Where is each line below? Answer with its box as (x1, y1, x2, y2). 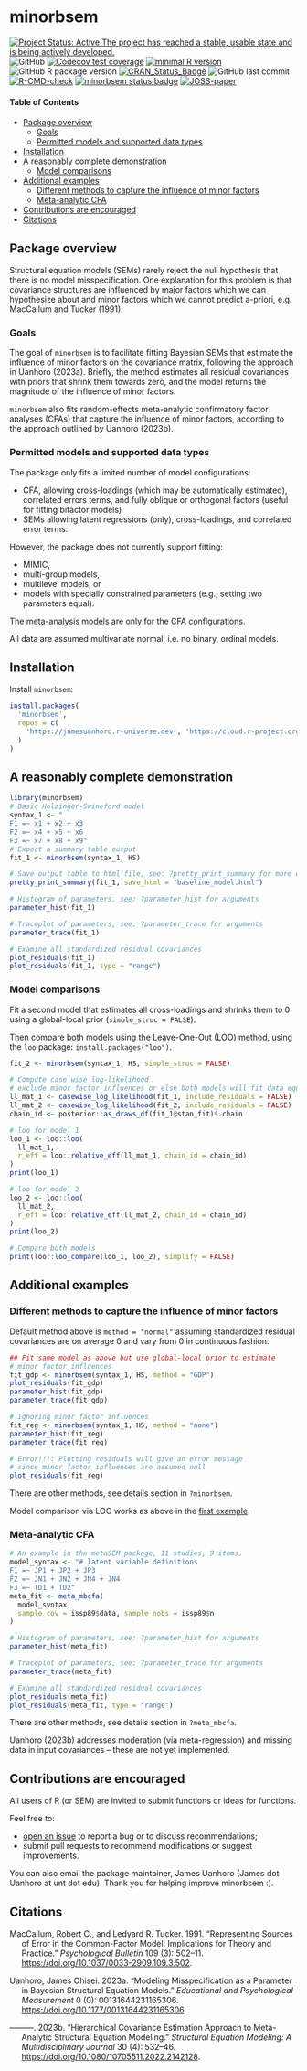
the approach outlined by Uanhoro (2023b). (9, 423, 174, 434)
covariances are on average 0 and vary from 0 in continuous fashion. (9, 1335, 270, 1346)
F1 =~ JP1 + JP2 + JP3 (9, 1566, 96, 1575)
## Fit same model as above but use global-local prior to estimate (9, 1353, 276, 1362)
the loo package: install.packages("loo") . (9, 1041, 172, 1052)
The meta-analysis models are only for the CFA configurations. (9, 615, 246, 626)
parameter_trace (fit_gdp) (9, 1396, 108, 1405)
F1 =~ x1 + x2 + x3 (9, 819, 84, 828)
